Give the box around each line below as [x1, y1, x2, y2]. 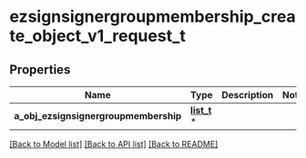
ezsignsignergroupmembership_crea [9, 6, 296, 27]
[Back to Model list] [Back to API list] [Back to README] [9, 139, 219, 149]
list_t [189, 104, 212, 116]
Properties [9, 62, 71, 77]
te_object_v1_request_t [9, 25, 187, 46]
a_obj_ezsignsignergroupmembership [14, 110, 182, 122]
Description [221, 89, 274, 101]
